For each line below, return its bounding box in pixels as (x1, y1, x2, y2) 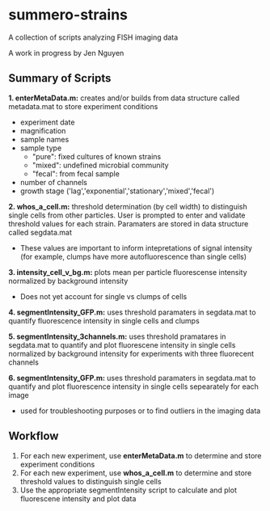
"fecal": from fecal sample (32, 168, 120, 179)
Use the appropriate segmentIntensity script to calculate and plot (19, 485, 237, 495)
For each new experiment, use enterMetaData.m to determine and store (19, 450, 262, 460)
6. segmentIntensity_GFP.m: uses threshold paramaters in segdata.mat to (8, 373, 256, 382)
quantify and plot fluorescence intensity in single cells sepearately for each (8, 382, 259, 391)
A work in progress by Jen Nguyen (8, 48, 124, 57)
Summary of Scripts (8, 71, 112, 86)
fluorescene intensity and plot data (19, 493, 137, 503)
